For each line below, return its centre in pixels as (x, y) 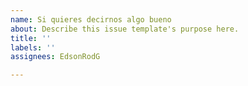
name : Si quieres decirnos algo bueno (91, 19)
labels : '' (33, 47)
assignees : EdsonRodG (55, 57)
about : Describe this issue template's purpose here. (125, 29)
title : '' (31, 38)
